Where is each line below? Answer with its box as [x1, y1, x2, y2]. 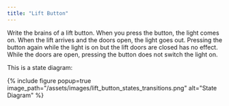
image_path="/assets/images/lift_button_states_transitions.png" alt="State [7, 84, 217, 92]
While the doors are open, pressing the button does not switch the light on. [7, 50, 218, 58]
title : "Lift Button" [7, 10, 69, 17]
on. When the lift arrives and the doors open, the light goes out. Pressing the [7, 35, 223, 44]
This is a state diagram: [7, 63, 73, 71]
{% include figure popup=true [7, 76, 92, 85]
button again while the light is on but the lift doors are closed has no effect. [7, 43, 218, 51]
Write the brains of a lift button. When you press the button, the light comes [7, 29, 220, 37]
